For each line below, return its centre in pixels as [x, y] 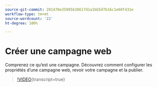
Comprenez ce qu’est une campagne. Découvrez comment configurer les [78, 65]
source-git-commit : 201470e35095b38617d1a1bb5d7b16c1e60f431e [69, 9]
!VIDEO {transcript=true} [41, 79]
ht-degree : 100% [21, 23]
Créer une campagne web [58, 51]
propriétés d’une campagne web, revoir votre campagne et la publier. [74, 70]
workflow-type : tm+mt [27, 14]
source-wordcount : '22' [29, 18]
